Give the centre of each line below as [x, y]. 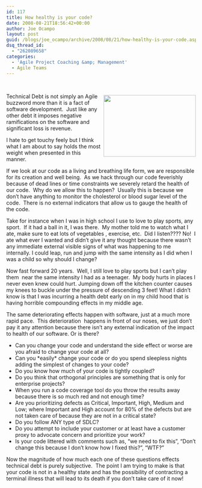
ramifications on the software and [48, 122]
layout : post [23, 34]
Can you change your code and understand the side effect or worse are [104, 345]
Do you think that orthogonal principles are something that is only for [100, 377]
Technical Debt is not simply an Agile [52, 96]
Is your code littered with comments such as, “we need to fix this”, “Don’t [105, 441]
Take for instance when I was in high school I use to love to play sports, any [100, 221]
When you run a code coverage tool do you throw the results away [97, 390]
